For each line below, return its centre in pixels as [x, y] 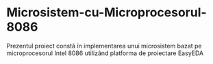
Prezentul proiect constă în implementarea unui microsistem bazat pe [104, 46]
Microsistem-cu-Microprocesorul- [106, 13]
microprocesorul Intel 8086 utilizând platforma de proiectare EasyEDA [105, 53]
